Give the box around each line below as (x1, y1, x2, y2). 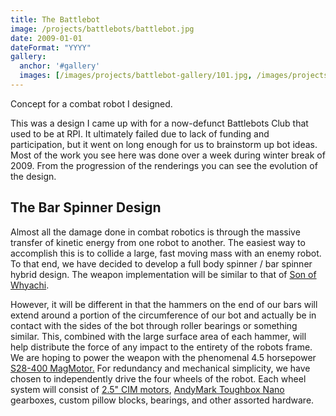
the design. (10, 170, 57, 182)
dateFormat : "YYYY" (10, 42, 92, 53)
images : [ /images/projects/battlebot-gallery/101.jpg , (19, 71, 253, 81)
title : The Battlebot (10, 14, 101, 25)
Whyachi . (10, 279, 50, 291)
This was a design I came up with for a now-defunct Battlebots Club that (10, 117, 309, 129)
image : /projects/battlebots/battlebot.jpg (10, 24, 195, 34)
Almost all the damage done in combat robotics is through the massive (10, 226, 301, 238)
